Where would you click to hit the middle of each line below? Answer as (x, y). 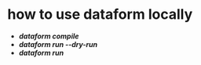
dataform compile (49, 36)
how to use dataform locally (100, 14)
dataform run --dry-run (58, 44)
